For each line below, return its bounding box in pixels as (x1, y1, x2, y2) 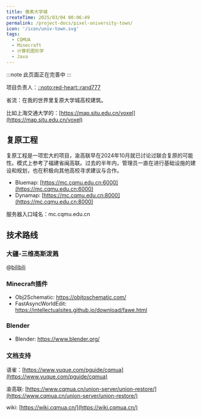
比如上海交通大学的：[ (6, 109, 61, 116)
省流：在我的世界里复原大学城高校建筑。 (6, 96, 106, 103)
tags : (6, 31, 20, 37)
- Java (11, 54, 28, 60)
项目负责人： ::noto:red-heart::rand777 (6, 84, 101, 91)
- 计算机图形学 (11, 48, 44, 54)
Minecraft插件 (6, 280, 48, 288)
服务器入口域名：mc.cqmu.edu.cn (6, 211, 90, 218)
